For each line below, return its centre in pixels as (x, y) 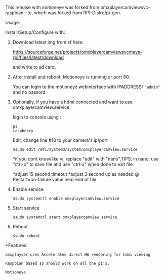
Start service (26, 208)
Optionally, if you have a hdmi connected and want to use (72, 102)
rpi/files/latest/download (38, 57)
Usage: (13, 23)
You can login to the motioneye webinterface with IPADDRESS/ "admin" (86, 87)
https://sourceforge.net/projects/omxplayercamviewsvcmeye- (77, 52)
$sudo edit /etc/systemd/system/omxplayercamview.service (75, 149)
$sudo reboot (26, 236)
